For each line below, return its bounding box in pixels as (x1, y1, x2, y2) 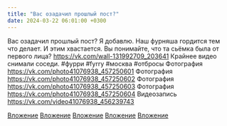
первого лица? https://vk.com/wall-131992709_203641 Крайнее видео (7, 51, 217, 61)
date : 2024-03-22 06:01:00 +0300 (7, 17, 107, 24)
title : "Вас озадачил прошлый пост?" (7, 10, 120, 18)
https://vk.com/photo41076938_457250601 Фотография (7, 67, 173, 75)
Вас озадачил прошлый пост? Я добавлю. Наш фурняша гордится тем (7, 36, 221, 45)
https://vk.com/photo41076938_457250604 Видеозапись (7, 90, 177, 98)
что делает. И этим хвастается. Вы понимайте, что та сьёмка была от (7, 44, 219, 53)
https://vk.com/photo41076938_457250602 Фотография (7, 74, 174, 83)
